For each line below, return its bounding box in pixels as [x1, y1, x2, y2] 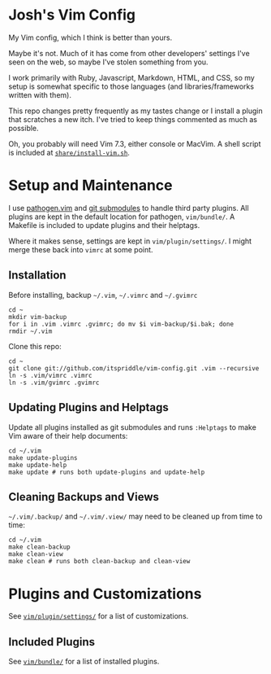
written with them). [8, 90, 71, 99]
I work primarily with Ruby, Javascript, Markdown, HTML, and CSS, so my [8, 72, 256, 82]
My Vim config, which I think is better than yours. [8, 33, 173, 42]
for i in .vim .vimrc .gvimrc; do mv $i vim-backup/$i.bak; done [8, 320, 234, 328]
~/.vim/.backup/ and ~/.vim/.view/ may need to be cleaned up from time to [8, 511, 263, 522]
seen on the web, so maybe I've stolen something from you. [8, 57, 209, 67]
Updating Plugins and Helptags [8, 400, 169, 414]
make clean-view [8, 550, 63, 558]
